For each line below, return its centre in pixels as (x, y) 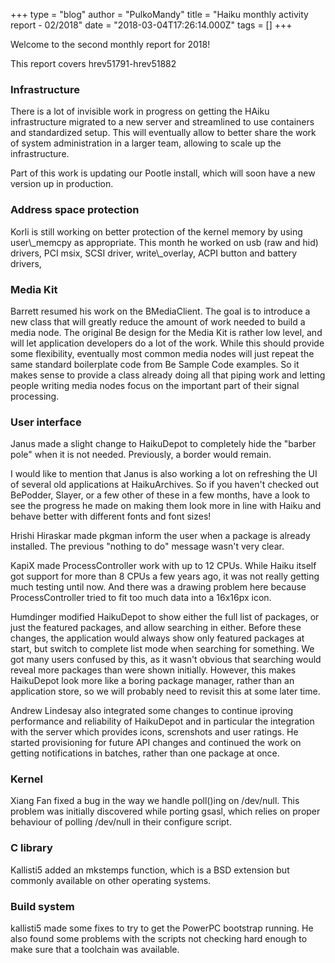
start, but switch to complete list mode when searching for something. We (162, 649)
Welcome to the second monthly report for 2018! (110, 44)
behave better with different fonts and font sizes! (111, 516)
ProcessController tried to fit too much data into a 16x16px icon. (141, 598)
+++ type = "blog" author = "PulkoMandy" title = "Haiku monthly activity (159, 14)
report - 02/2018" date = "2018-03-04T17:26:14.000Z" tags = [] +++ (151, 25)
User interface (46, 422)
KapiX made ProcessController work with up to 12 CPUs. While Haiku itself (163, 566)
